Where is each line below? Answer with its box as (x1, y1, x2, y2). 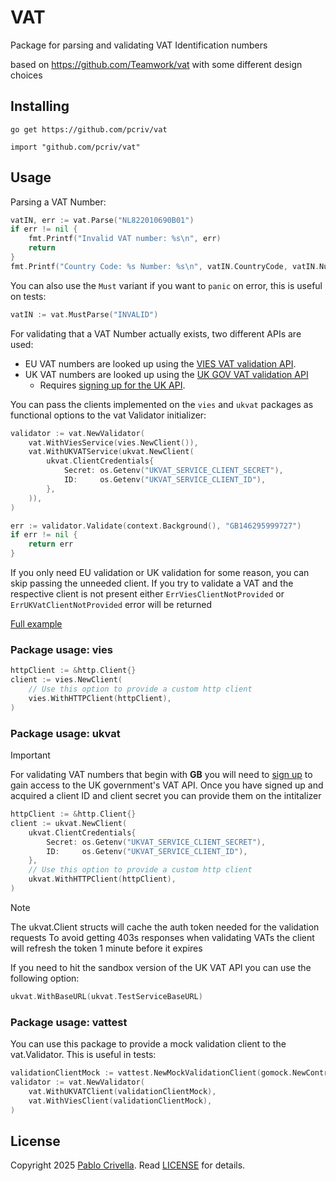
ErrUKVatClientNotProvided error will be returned (10, 599, 213, 611)
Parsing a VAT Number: (10, 196, 107, 208)
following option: (10, 972, 80, 984)
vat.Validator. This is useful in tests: (10, 1049, 157, 1061)
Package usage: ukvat (10, 726, 121, 740)
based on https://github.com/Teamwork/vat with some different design (10, 58, 303, 70)
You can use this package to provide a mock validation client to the (10, 1038, 287, 1050)
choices (10, 69, 43, 81)
